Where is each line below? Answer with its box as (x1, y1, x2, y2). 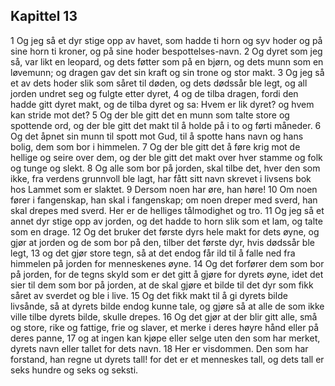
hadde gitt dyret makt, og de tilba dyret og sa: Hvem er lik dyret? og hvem (10, 98, 315, 110)
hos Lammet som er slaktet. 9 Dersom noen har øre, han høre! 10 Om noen (10, 183, 318, 195)
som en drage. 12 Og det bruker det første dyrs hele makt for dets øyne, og (10, 225, 320, 238)
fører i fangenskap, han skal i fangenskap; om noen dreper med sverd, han (10, 194, 318, 206)
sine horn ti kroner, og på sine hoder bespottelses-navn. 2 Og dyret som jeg (10, 45, 323, 57)
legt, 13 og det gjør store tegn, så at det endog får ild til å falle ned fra (10, 247, 296, 259)
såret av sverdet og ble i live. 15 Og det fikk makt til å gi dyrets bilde (10, 289, 288, 301)
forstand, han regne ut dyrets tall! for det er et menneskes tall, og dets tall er (10, 353, 325, 365)
